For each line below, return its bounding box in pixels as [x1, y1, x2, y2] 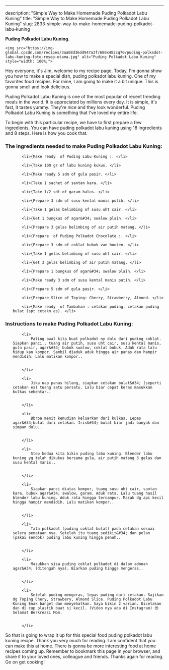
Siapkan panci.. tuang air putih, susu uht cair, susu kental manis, [12, 341, 162, 346]
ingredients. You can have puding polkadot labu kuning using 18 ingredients [5, 125, 162, 131]
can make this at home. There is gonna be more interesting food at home [5, 643, 156, 649]
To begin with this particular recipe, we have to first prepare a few [5, 120, 142, 125]
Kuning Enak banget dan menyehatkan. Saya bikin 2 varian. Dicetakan [12, 601, 162, 606]
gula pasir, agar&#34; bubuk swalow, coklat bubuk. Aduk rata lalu [12, 345, 157, 350]
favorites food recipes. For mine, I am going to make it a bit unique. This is [5, 79, 158, 84]
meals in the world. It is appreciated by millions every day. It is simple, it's [5, 99, 157, 105]
